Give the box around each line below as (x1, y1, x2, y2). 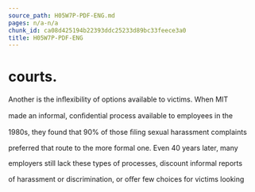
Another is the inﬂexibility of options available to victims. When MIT (8, 94, 229, 104)
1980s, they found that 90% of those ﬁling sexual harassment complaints (8, 128, 248, 137)
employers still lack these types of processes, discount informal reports (8, 159, 243, 168)
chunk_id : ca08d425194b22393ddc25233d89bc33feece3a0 (8, 26, 187, 34)
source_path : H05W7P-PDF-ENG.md (8, 11, 115, 20)
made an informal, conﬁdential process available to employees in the (8, 111, 233, 121)
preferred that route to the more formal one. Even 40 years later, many (8, 144, 238, 153)
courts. (8, 68, 58, 86)
